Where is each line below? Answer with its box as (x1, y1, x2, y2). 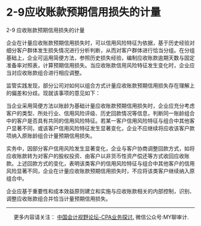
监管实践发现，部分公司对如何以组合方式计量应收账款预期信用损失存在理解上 (6, 82, 195, 89)
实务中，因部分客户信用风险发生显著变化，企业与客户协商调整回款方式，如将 (6, 144, 195, 152)
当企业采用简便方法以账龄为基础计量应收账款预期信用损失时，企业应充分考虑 (6, 102, 195, 109)
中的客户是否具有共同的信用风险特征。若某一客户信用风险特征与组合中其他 (6, 117, 190, 124)
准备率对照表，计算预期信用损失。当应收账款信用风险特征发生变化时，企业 (6, 61, 190, 69)
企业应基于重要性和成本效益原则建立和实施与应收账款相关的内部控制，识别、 (6, 187, 195, 195)
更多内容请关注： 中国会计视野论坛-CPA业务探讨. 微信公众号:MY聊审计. (13, 213, 190, 221)
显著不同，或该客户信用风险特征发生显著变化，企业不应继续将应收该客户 (11, 124, 190, 132)
